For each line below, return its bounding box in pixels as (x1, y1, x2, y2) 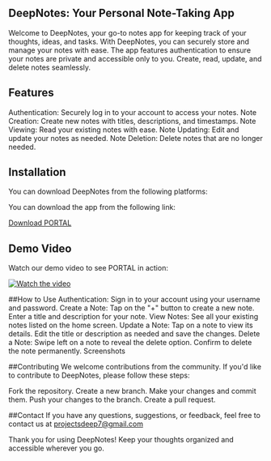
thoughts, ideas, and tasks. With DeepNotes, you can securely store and (8, 36, 249, 46)
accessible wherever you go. (8, 443, 105, 453)
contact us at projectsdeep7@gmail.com (8, 419, 144, 429)
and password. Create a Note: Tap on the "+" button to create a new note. (8, 303, 255, 313)
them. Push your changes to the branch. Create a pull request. (8, 395, 216, 404)
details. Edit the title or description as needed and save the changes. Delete (8, 329, 260, 339)
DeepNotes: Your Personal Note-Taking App (8, 6, 235, 20)
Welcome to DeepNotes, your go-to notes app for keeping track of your (8, 28, 247, 37)
